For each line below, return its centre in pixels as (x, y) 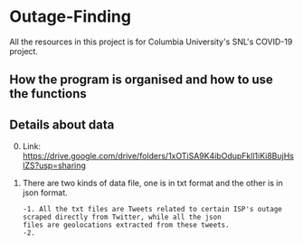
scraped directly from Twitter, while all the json (122, 217)
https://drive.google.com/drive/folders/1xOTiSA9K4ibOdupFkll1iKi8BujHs (158, 156)
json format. (45, 193)
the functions (48, 94)
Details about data (62, 124)
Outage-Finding (70, 17)
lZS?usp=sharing (54, 165)
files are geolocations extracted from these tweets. (126, 225)
